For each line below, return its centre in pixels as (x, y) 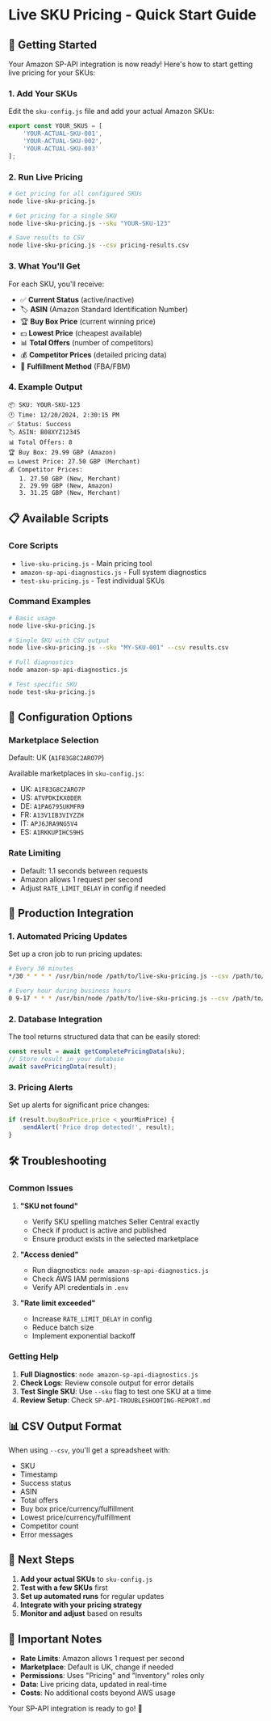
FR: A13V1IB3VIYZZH (52, 815)
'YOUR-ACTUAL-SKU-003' (61, 148)
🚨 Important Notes (55, 1639)
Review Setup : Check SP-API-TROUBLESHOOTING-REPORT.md (115, 1400)
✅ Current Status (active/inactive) (77, 299)
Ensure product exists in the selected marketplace (115, 1238)
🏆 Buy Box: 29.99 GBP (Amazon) (63, 452)
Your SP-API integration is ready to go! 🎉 (75, 1709)
